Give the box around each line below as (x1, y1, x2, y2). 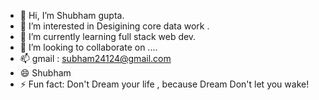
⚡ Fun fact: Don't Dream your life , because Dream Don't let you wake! (19, 78, 310, 90)
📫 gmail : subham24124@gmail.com (19, 53, 172, 64)
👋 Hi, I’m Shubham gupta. (19, 10, 125, 21)
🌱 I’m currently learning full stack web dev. (19, 31, 197, 42)
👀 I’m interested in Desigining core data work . (19, 20, 210, 32)
